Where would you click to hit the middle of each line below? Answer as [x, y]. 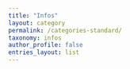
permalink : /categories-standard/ [65, 30]
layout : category [37, 23]
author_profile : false [46, 45]
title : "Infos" [33, 15]
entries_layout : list [44, 52]
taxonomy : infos [35, 38]
